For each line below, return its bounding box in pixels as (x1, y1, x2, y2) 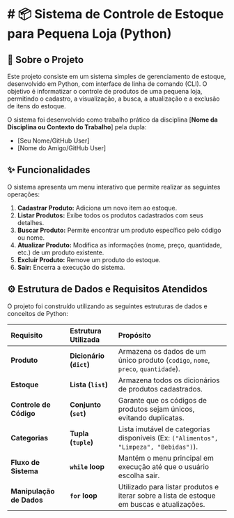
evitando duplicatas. (118, 412, 185, 422)
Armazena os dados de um (118, 346, 207, 356)
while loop (69, 461, 104, 471)
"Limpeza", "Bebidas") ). (118, 442, 198, 452)
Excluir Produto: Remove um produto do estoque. (17, 255, 161, 264)
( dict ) (69, 359, 90, 369)
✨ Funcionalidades (7, 164, 91, 176)
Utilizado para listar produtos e (118, 482, 219, 491)
